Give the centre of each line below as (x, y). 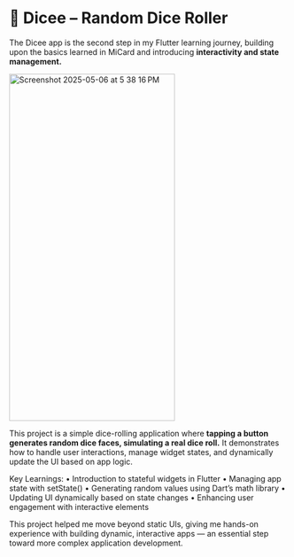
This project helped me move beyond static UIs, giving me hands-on (134, 524)
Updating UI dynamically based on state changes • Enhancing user (132, 497)
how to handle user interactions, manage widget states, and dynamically (141, 452)
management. (35, 61)
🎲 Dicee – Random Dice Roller (119, 18)
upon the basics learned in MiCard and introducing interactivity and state (144, 51)
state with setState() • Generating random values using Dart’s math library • (147, 488)
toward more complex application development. (96, 543)
